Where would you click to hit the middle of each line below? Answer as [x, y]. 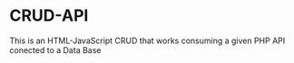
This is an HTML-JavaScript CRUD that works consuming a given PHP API [147, 40]
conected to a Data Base [55, 49]
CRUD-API [49, 16]
